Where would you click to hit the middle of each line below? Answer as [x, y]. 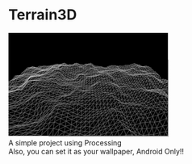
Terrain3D [43, 15]
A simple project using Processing [65, 142]
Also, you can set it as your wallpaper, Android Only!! [96, 151]
